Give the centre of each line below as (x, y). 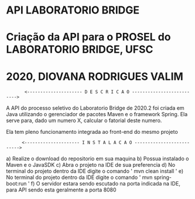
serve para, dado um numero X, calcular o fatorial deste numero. (84, 120)
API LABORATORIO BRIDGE (73, 10)
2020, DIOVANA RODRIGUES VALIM (95, 76)
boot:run (16, 184)
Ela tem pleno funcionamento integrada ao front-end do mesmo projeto (92, 132)
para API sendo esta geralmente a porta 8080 (61, 190)
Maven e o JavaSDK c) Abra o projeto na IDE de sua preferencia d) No (91, 165)
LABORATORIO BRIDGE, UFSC (80, 50)
